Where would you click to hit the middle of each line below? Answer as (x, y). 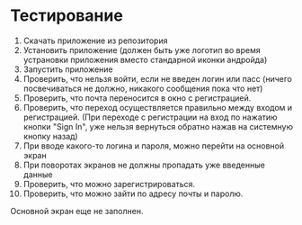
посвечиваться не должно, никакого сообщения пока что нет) (143, 88)
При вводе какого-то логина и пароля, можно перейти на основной (154, 146)
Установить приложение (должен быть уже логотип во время (142, 49)
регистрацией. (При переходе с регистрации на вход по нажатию (150, 117)
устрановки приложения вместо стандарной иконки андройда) (145, 59)
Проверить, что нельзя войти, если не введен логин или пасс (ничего (158, 78)
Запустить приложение (68, 69)
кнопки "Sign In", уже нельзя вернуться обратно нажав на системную (158, 126)
